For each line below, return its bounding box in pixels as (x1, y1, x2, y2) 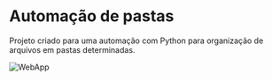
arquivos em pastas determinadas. (9, 44, 136, 55)
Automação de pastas (9, 6, 175, 26)
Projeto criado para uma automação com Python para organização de (9, 35, 264, 46)
